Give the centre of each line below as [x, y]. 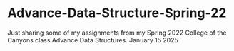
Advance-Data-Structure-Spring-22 [117, 13]
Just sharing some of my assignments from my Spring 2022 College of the [117, 33]
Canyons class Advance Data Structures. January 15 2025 [93, 40]
